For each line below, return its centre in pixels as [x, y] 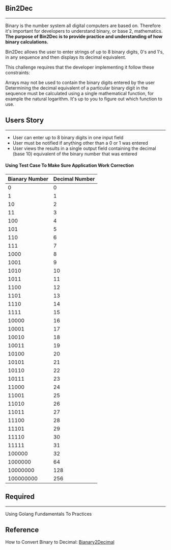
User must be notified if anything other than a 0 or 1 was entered [80, 143]
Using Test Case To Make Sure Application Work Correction [69, 165]
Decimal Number [74, 179]
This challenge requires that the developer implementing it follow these [80, 67]
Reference [22, 530]
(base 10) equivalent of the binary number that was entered [75, 153]
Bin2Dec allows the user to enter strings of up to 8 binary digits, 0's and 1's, [85, 52]
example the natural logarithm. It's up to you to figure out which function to [84, 99]
